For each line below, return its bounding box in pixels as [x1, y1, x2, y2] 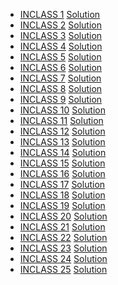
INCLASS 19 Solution [19, 200, 106, 211]
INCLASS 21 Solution [19, 221, 106, 233]
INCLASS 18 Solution [19, 189, 106, 201]
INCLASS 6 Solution [19, 62, 103, 73]
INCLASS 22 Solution [19, 232, 108, 243]
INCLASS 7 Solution [19, 72, 102, 84]
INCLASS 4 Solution [19, 40, 103, 52]
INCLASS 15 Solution [19, 157, 106, 169]
